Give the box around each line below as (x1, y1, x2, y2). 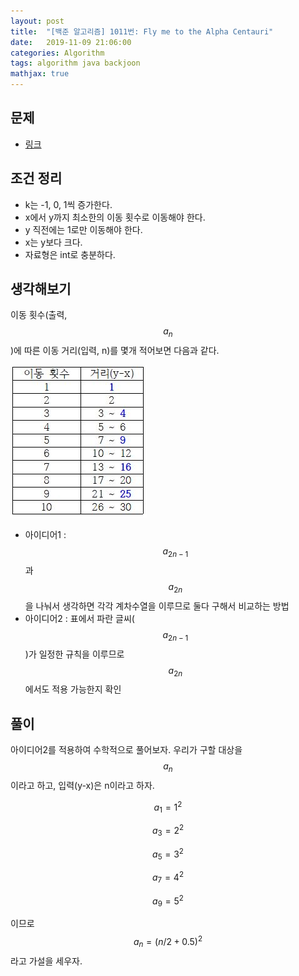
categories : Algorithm (10, 48, 105, 58)
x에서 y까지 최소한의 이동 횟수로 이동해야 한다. (24, 211, 206, 223)
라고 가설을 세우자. (10, 955, 83, 967)
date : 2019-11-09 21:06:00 (10, 37, 132, 47)
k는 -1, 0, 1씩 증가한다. (24, 198, 113, 210)
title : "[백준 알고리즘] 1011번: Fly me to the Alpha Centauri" (10, 26, 274, 37)
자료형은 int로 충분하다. (24, 248, 116, 260)
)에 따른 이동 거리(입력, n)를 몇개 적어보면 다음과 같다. (10, 345, 220, 357)
